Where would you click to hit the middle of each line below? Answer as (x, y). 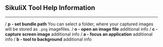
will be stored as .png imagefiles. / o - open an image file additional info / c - (81, 29)
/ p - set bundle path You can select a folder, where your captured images (79, 24)
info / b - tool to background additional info (49, 39)
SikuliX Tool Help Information (50, 8)
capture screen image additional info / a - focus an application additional (79, 34)
